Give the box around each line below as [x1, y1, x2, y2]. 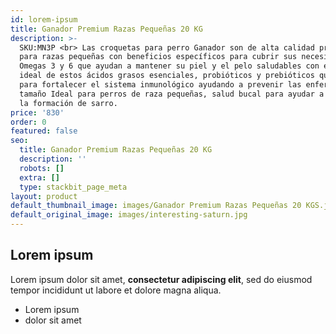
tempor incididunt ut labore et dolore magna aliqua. [10, 284, 222, 296]
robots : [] [19, 163, 65, 173]
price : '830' [10, 107, 65, 118]
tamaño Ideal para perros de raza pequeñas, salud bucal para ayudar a [19, 89, 325, 99]
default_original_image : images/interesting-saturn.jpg [10, 210, 248, 220]
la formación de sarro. [19, 98, 118, 108]
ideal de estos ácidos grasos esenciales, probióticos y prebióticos [19, 71, 315, 81]
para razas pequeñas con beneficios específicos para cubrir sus [19, 52, 298, 62]
